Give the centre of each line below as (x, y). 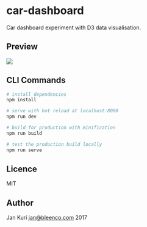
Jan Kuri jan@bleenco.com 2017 (47, 218)
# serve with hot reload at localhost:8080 (63, 111)
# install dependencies (37, 94)
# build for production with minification (61, 128)
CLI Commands (36, 80)
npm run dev (21, 117)
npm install (21, 100)
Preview (22, 47)
